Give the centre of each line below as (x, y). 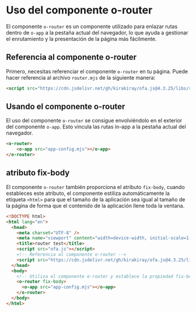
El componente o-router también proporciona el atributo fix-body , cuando (95, 187)
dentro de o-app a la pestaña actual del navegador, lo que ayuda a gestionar (97, 32)
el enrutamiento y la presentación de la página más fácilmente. (81, 39)
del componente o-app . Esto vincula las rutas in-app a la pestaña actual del (96, 127)
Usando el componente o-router (66, 107)
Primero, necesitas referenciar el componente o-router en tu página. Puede (97, 71)
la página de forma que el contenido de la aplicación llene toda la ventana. (95, 205)
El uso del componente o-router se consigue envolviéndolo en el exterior (94, 121)
